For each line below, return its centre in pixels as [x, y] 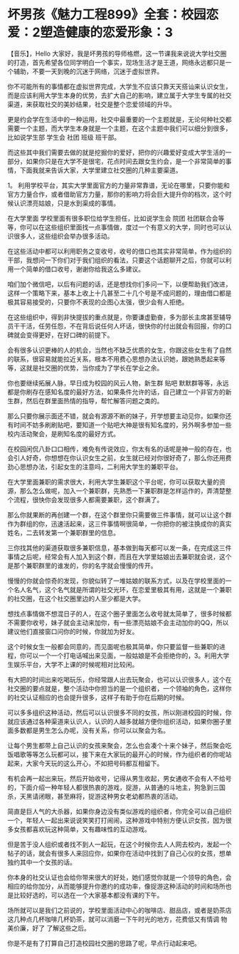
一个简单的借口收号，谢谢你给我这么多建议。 [79, 269]
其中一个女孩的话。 [48, 862]
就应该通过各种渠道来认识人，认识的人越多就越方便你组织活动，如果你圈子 [116, 721]
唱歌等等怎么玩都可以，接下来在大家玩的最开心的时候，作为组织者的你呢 [119, 754]
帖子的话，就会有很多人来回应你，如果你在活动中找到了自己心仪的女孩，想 [116, 853]
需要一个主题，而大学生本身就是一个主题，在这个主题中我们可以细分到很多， [119, 128]
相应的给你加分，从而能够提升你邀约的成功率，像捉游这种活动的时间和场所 [116, 886]
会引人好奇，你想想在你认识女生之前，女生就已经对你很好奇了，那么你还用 [116, 457]
